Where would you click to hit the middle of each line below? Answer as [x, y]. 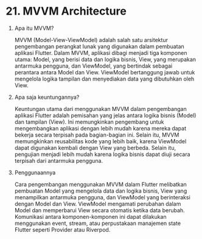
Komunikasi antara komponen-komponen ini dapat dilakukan [90, 216]
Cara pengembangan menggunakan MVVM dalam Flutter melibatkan [100, 184]
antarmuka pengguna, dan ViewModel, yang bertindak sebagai [93, 66]
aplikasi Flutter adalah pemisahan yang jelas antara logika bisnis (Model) [105, 115]
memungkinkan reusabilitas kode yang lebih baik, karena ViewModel [100, 141]
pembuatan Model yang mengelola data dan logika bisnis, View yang [101, 191]
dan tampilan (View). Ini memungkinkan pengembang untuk [89, 122]
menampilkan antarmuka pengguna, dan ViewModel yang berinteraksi [103, 197]
